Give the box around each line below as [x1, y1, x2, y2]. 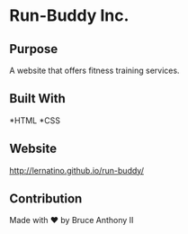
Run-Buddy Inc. [9, 5, 130, 26]
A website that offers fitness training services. [9, 65, 180, 76]
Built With [9, 91, 66, 106]
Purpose [9, 41, 58, 57]
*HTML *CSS [9, 114, 61, 126]
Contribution [9, 191, 83, 207]
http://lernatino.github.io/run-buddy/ [9, 165, 144, 175]
